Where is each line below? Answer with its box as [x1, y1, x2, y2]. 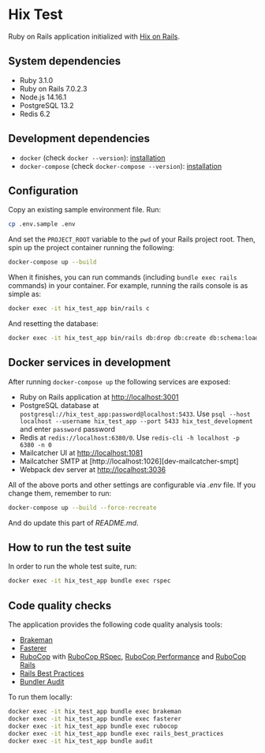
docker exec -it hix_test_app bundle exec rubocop [8, 722, 178, 730]
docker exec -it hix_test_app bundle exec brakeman [8, 708, 181, 716]
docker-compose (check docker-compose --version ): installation [19, 161, 222, 170]
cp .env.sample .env [8, 220, 77, 228]
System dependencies [8, 54, 121, 68]
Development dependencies [8, 132, 150, 145]
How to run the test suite [8, 541, 132, 554]
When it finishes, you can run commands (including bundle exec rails [8, 272, 237, 282]
